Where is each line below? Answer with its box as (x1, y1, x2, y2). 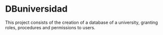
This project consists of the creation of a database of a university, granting (5, 19, 158, 25)
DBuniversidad (5, 3, 68, 15)
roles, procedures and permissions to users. (5, 24, 95, 30)
